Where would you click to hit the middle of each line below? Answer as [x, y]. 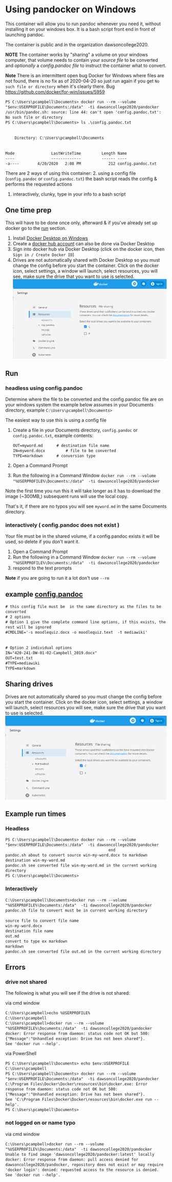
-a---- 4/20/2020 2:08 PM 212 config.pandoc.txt [81, 164]
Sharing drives [29, 684]
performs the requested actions [39, 184]
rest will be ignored [28, 628]
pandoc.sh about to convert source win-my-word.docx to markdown [76, 855]
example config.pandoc [44, 594]
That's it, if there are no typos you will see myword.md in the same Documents [86, 506]
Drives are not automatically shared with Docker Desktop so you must [86, 260]
